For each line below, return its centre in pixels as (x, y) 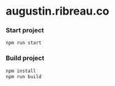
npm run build (24, 77)
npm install (21, 71)
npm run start (24, 43)
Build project (25, 58)
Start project (25, 30)
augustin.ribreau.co (57, 11)
